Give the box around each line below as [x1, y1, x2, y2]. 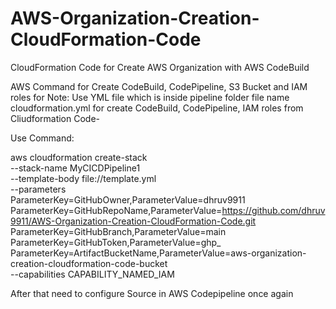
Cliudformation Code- [10, 112, 101, 124]
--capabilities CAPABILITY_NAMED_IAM [10, 268, 175, 280]
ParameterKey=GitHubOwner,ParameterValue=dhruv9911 [10, 193, 246, 206]
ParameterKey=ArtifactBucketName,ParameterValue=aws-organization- [10, 247, 307, 259]
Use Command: [10, 132, 75, 144]
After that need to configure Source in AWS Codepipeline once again [10, 287, 294, 299]
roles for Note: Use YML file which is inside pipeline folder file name [10, 91, 290, 103]
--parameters [10, 183, 67, 195]
